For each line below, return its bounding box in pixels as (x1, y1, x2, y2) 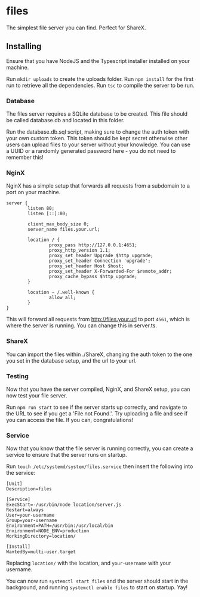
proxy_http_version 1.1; (48, 248, 111, 254)
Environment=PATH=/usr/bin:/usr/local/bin (6, 523, 113, 529)
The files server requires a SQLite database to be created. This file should (6, 110, 188, 117)
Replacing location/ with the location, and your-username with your (6, 559, 171, 567)
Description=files (6, 486, 52, 492)
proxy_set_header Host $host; (48, 263, 124, 269)
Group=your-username (6, 517, 58, 524)
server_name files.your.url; (27, 227, 100, 233)
